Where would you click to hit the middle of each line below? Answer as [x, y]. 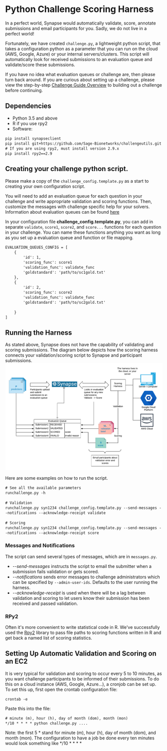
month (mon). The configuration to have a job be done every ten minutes [80, 738]
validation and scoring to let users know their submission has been [81, 598]
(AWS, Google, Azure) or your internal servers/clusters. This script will [77, 54]
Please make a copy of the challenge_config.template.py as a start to [77, 181]
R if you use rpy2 [30, 123]
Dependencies [28, 106]
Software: [22, 129]
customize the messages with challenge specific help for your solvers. [78, 207]
